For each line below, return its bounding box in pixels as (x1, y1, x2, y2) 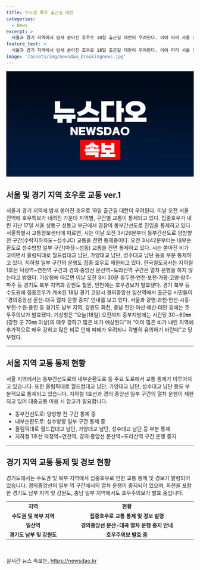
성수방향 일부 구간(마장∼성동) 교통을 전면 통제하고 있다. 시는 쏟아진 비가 (21, 244, 189, 252)
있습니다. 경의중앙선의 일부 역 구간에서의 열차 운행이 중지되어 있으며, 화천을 (6, 482, 181, 489)
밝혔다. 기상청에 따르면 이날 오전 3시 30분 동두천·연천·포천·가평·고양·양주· (21, 274, 192, 281)
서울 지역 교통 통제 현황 (6, 358, 86, 368)
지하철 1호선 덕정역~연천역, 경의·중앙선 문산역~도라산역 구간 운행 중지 (14, 432, 177, 439)
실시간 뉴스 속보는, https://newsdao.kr (6, 557, 97, 564)
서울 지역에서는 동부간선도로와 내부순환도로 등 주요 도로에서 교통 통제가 (6, 375, 171, 382)
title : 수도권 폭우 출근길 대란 (6, 10, 74, 16)
